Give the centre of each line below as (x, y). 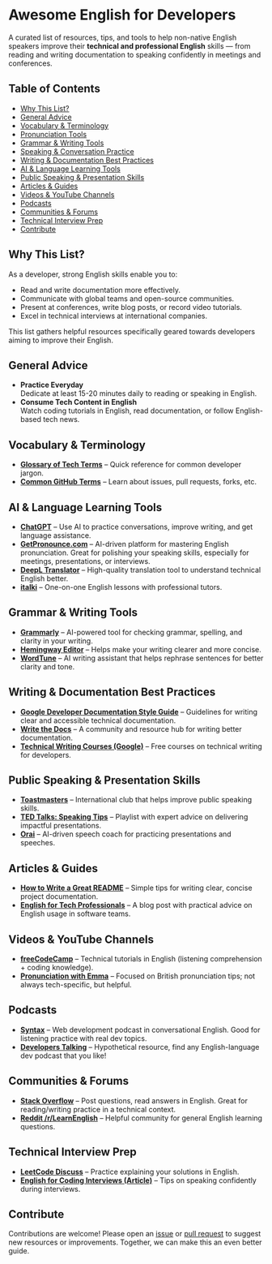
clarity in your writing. (56, 641)
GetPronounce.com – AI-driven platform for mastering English (124, 544)
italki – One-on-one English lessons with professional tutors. (121, 587)
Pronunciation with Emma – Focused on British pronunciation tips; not (138, 976)
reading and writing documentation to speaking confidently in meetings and (135, 54)
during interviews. (50, 1189)
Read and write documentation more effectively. (100, 290)
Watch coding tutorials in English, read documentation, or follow (127, 411)
